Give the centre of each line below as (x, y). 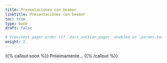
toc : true (15, 19)
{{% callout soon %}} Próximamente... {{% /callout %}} (62, 56)
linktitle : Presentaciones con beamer (45, 14)
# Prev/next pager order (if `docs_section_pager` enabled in (71, 37)
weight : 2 (15, 42)
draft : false (19, 28)
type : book (16, 24)
